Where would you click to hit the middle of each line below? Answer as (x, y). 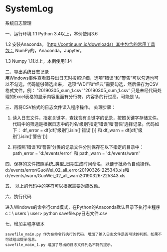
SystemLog (29, 9)
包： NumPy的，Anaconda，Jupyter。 (45, 50)
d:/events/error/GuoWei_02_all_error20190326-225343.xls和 (67, 170)
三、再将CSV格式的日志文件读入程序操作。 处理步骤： (61, 107)
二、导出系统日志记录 (27, 71)
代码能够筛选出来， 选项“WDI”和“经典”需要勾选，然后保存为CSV (92, 84)
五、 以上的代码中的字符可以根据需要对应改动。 (54, 186)
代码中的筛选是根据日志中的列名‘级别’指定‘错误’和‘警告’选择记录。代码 (83, 124)
